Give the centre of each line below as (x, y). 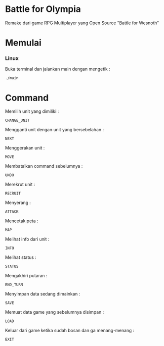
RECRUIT (13, 194)
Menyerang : (18, 203)
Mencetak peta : (22, 221)
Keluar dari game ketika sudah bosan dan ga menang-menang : (70, 331)
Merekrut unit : (20, 185)
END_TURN (14, 285)
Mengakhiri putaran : (26, 276)
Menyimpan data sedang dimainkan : (43, 294)
